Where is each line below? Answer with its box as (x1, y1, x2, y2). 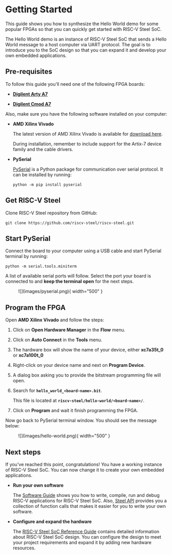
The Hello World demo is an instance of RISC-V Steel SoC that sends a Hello (5, 36, 167, 42)
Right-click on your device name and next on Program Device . (12, 362, 145, 368)
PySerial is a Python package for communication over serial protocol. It (12, 166, 163, 172)
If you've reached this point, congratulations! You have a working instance (5, 461, 162, 467)
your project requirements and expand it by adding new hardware (12, 540, 151, 545)
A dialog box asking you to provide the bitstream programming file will (12, 372, 161, 378)
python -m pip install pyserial (12, 182, 82, 187)
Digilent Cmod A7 (12, 101, 51, 107)
